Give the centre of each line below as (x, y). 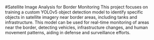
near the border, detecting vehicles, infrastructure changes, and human (77, 27)
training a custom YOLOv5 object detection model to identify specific (74, 12)
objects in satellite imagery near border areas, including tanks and (71, 17)
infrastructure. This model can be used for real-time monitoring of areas (77, 22)
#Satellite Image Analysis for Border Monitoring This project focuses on (77, 7)
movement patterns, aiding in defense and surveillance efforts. (68, 33)
